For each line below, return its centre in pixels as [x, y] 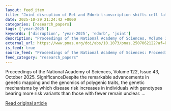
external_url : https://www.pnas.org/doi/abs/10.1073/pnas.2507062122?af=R [86, 43]
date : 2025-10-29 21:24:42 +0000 [41, 19]
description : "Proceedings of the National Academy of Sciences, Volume [84, 39]
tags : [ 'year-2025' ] [27, 29]
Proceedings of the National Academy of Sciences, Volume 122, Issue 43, [82, 72]
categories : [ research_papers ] [38, 24]
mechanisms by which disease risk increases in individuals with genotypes [84, 88]
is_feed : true [20, 48]
